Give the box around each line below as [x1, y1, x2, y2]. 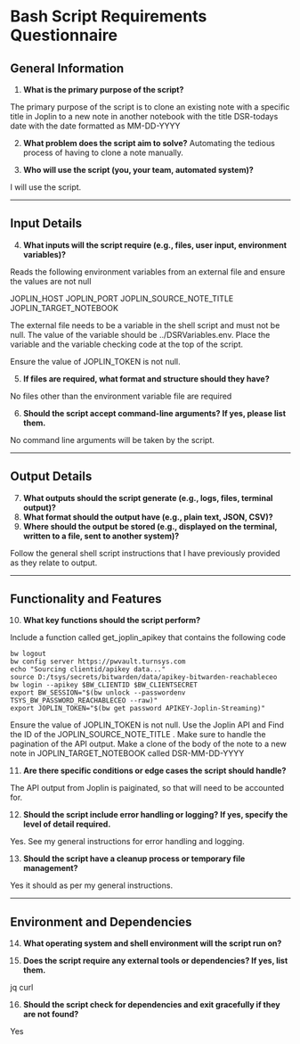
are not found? [22, 1009, 79, 1020]
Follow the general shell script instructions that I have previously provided [10, 547, 280, 558]
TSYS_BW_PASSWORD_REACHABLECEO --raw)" [10, 696, 158, 705]
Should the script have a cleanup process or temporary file [22, 853, 246, 864]
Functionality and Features [10, 591, 162, 607]
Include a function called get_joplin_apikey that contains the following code [10, 632, 286, 643]
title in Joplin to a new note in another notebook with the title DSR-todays [10, 111, 279, 121]
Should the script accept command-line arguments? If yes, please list [22, 407, 287, 418]
